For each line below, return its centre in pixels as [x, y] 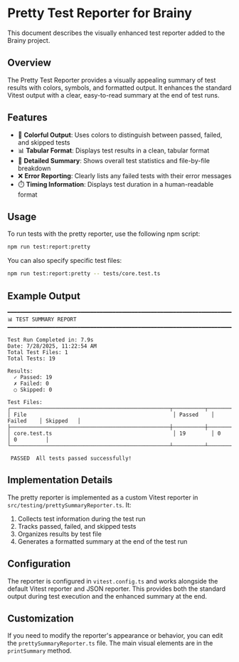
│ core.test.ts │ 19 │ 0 [114, 433]
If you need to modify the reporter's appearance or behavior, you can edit [115, 636]
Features [27, 118]
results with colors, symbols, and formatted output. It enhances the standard [119, 88]
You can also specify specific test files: [65, 261]
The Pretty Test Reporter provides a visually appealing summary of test [112, 80]
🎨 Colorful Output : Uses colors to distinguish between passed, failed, [120, 135]
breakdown [34, 168]
